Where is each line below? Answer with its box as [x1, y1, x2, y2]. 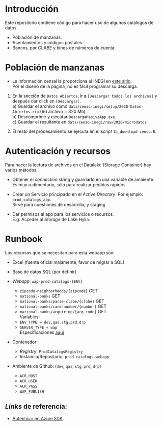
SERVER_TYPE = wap [19, 325, 57, 330]
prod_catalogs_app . [12, 196, 52, 202]
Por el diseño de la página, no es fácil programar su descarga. [12, 83, 138, 89]
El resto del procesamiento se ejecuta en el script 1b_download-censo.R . [12, 128, 157, 134]
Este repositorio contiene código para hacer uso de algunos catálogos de [5, 20, 154, 25]
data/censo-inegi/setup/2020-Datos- [68, 104, 144, 109]
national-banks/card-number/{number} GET [19, 303, 107, 309]
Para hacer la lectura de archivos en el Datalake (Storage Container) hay [5, 162, 151, 168]
